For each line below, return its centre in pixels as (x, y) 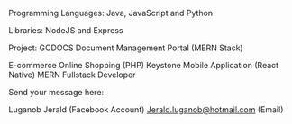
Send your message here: (56, 92)
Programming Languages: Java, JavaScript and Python (111, 13)
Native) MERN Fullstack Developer (72, 75)
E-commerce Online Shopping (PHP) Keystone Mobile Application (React (144, 65)
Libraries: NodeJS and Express (66, 30)
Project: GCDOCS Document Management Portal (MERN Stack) (126, 48)
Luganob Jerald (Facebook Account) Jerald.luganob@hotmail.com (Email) (146, 110)
